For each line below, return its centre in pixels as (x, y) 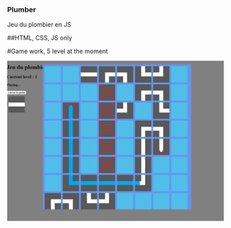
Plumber (22, 10)
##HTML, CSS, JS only (40, 38)
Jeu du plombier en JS (39, 25)
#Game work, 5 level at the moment (58, 51)
